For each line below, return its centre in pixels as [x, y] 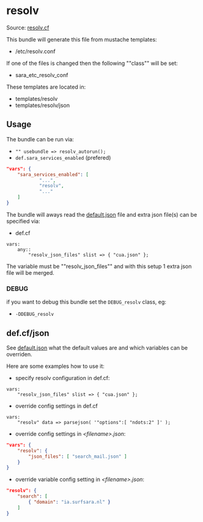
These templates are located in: [46, 87]
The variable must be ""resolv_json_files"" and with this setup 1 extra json [99, 266]
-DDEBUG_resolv [35, 315]
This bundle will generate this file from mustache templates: [82, 39]
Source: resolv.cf [28, 28]
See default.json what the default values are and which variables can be [97, 348]
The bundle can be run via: [40, 139]
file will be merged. [31, 272]
